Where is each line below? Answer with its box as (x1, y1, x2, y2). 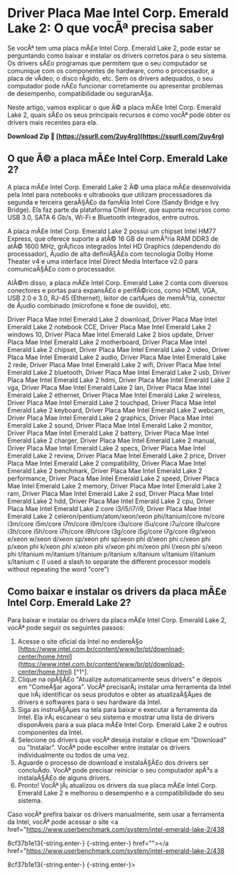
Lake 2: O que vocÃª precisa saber (7, 20, 215, 36)
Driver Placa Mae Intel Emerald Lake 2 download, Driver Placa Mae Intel (7, 315, 217, 324)
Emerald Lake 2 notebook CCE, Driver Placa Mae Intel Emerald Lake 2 (7, 322, 212, 331)
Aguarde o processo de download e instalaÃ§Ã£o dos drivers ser (17, 758, 209, 767)
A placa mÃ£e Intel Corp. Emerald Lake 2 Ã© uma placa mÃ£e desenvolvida (7, 182, 231, 191)
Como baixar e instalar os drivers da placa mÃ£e (7, 586, 227, 598)
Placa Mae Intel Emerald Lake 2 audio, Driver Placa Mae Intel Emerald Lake (7, 353, 227, 361)
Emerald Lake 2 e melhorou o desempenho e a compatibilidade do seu (17, 788, 225, 797)
